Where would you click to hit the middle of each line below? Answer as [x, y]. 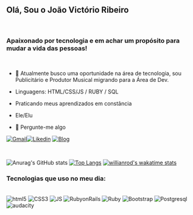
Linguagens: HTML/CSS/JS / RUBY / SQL [67, 92]
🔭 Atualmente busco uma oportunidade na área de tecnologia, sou [98, 73]
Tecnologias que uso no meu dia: [56, 178]
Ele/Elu [24, 115]
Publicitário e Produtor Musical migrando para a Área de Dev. [92, 80]
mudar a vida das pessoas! [47, 48]
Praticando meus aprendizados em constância [73, 104]
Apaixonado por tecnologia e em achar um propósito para [93, 40]
